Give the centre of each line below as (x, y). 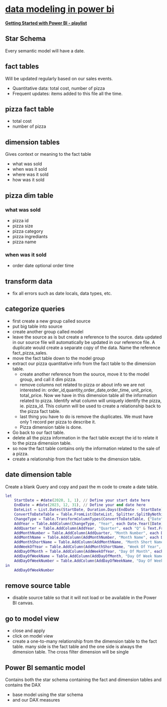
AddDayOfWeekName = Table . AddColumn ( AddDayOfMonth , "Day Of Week (83, 556)
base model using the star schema (48, 695)
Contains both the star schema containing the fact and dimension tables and (83, 680)
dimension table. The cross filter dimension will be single (71, 652)
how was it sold (28, 180)
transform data (29, 281)
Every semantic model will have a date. (45, 50)
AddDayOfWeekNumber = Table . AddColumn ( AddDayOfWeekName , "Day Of (83, 561)
